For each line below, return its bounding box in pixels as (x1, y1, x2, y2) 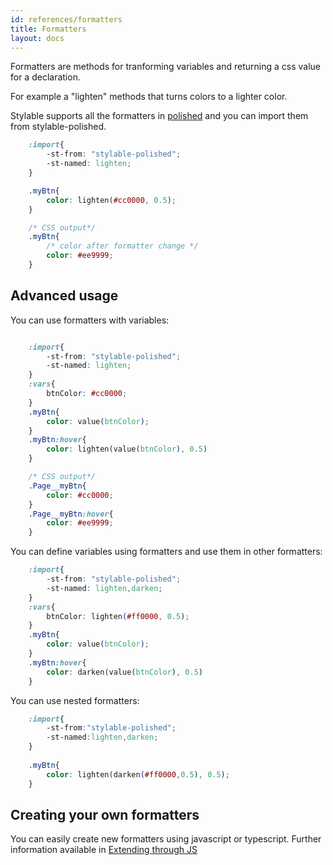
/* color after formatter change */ (46, 241, 199, 251)
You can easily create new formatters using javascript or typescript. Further (10, 833, 322, 845)
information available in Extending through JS (10, 844, 198, 856)
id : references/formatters (10, 14, 123, 25)
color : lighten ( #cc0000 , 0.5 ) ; (46, 195, 177, 205)
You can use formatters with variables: (10, 314, 170, 326)
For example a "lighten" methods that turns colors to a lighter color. (10, 91, 288, 103)
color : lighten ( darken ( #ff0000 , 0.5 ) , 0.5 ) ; (46, 769, 230, 780)
